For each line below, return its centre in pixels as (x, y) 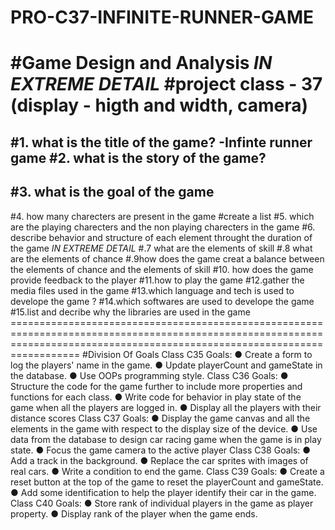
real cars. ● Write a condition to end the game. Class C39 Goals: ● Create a (167, 471)
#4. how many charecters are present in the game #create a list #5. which (162, 216)
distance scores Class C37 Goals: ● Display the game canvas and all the (160, 418)
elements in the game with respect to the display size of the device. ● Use (164, 428)
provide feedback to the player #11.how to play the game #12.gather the (157, 280)
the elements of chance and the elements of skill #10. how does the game (162, 269)
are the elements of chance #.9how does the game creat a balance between (167, 258)
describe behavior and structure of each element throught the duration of (161, 237)
